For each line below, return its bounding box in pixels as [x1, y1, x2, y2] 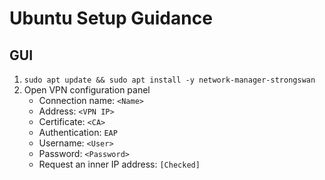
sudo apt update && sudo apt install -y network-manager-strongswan [23, 75, 316, 85]
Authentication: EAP [38, 127, 118, 138]
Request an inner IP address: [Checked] [38, 158, 201, 170]
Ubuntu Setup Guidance [9, 7, 213, 30]
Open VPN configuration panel [23, 84, 151, 96]
